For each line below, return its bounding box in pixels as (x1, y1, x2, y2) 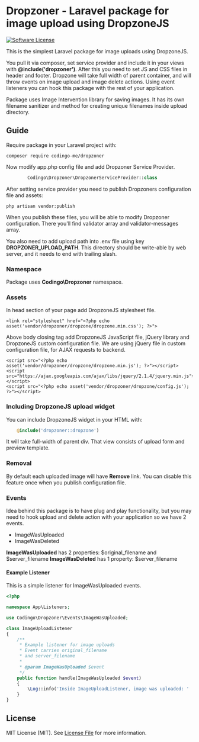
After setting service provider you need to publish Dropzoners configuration (6, 185, 191, 192)
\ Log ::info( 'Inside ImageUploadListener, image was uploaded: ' (27, 686, 190, 692)
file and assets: (6, 191, 43, 199)
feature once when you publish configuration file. (6, 478, 126, 486)
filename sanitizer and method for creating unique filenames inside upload (6, 102, 188, 109)
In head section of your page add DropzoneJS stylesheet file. (6, 307, 156, 314)
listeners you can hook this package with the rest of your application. (6, 84, 175, 91)
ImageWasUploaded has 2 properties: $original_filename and (6, 549, 157, 556)
